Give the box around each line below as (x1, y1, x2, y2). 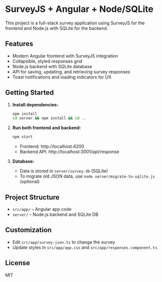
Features (5, 40, 33, 48)
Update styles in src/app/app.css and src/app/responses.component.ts (12, 244, 158, 250)
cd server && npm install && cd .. (12, 116, 86, 121)
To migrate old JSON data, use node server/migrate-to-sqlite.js (19, 173, 156, 180)
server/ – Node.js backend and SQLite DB (12, 211, 98, 217)
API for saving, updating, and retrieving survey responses (12, 69, 131, 75)
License (5, 259, 30, 267)
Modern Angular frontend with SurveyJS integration (12, 53, 118, 59)
